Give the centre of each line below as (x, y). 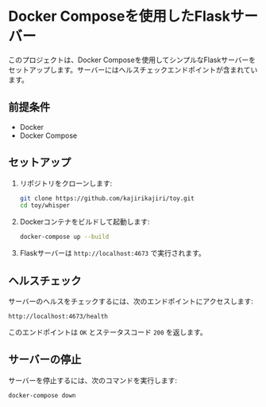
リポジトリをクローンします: (66, 183)
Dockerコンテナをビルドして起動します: (85, 222)
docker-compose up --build (64, 237)
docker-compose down (42, 395)
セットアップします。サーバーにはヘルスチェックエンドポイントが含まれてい (133, 69)
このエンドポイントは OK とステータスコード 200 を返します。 (108, 332)
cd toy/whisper (45, 205)
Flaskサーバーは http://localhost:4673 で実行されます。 (113, 253)
